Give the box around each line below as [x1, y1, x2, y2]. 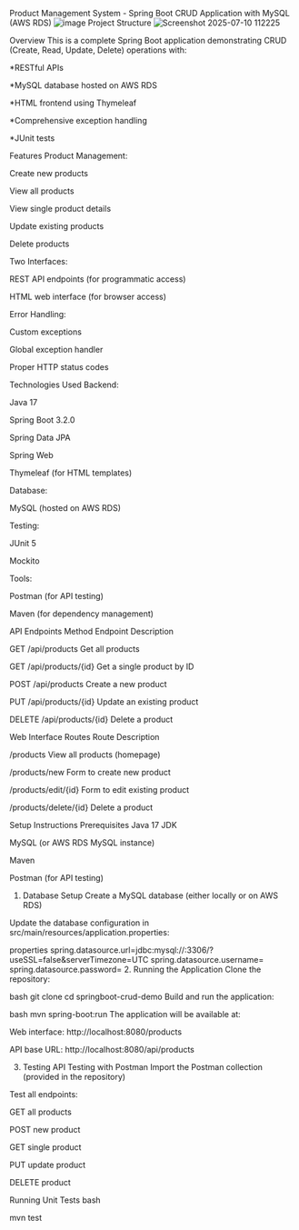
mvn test [9, 1213, 43, 1223]
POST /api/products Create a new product [9, 679, 167, 689]
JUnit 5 [9, 538, 36, 548]
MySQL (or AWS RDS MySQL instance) [9, 837, 155, 848]
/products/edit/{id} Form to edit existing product [9, 785, 190, 795]
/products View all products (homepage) [9, 749, 161, 760]
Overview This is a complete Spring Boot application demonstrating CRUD [9, 35, 287, 45]
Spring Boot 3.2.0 [9, 415, 75, 425]
